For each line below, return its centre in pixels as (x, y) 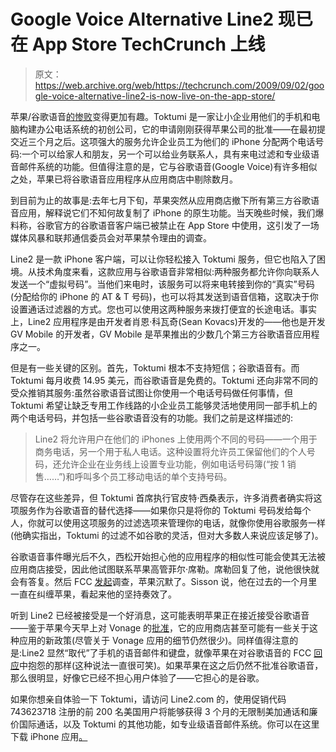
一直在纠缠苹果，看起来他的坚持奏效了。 (93, 594)
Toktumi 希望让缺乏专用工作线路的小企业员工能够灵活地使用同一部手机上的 (164, 405)
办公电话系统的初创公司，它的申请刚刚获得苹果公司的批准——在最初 (176, 129)
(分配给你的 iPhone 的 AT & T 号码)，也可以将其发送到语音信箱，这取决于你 (164, 296)
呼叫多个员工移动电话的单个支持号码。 (153, 476)
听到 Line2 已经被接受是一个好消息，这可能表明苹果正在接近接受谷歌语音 (160, 615)
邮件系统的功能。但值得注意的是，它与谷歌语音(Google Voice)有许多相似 (168, 166)
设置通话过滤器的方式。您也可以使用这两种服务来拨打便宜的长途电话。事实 (163, 309)
